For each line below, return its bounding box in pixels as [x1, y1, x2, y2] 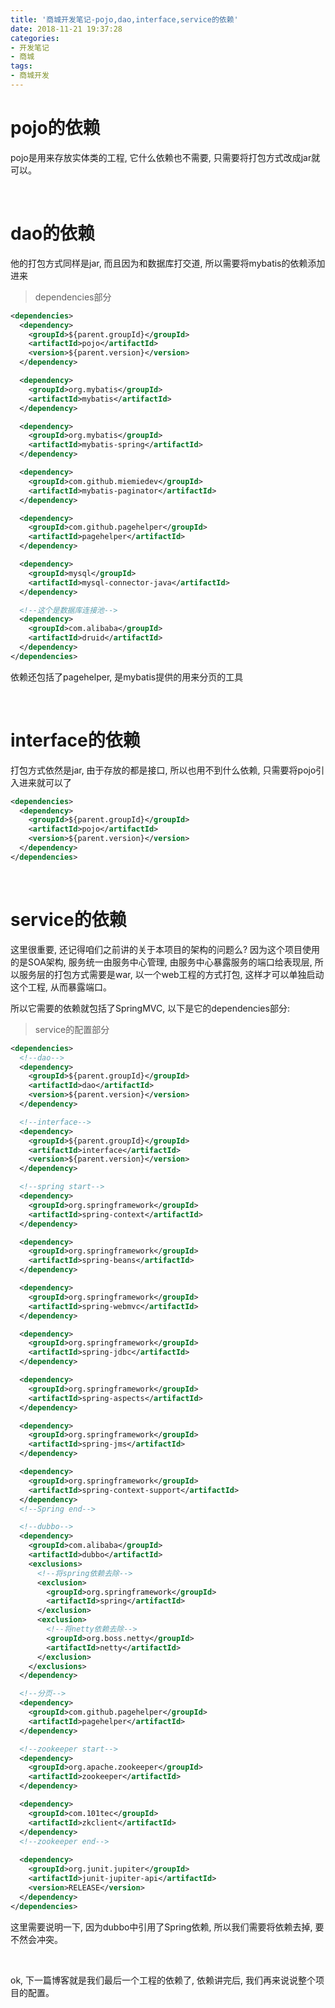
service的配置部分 [34, 1023, 110, 1035]
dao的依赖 [10, 222, 96, 245]
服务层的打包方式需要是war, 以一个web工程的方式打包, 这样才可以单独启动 [18, 968, 325, 980]
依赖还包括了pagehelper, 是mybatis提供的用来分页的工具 [10, 671, 244, 683]
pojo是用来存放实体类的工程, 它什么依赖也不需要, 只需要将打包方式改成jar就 [10, 151, 321, 163]
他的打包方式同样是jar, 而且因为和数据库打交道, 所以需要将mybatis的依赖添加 [10, 257, 326, 269]
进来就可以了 [18, 776, 72, 788]
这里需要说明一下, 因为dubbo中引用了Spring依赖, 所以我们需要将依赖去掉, [10, 1921, 313, 1933]
